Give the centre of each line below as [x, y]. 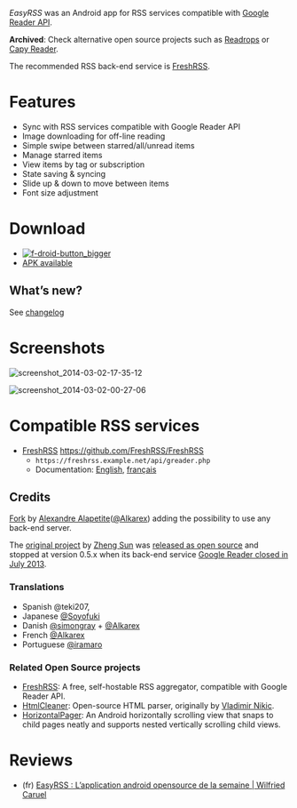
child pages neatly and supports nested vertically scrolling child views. [151, 724]
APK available [47, 262]
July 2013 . [28, 564]
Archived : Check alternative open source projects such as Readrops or [139, 40]
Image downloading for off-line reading [94, 136]
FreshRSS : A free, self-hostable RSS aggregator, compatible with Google [155, 686]
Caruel [34, 794]
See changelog [37, 312]
